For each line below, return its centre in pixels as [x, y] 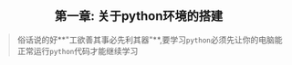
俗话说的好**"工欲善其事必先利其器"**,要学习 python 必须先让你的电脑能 [150, 40]
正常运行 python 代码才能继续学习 [78, 51]
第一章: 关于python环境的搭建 [139, 16]
